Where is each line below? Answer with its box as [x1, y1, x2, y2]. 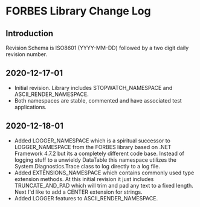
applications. [14, 103, 47, 110]
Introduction [5, 28, 54, 39]
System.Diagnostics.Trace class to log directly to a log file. [14, 162, 161, 170]
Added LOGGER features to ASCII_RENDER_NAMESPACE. [14, 194, 158, 202]
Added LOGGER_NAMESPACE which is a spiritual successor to [14, 137, 170, 144]
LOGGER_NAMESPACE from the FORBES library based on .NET [14, 143, 172, 150]
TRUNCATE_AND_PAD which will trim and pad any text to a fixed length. [14, 182, 194, 189]
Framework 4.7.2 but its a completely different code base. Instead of [14, 150, 185, 157]
